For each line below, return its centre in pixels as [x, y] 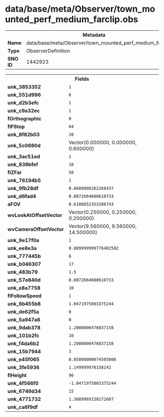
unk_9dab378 [24, 328]
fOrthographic [24, 118]
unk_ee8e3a [22, 248]
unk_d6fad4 [22, 196]
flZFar [15, 172]
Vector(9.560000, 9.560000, [102, 226]
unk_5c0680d [24, 145]
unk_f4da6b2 [23, 343]
